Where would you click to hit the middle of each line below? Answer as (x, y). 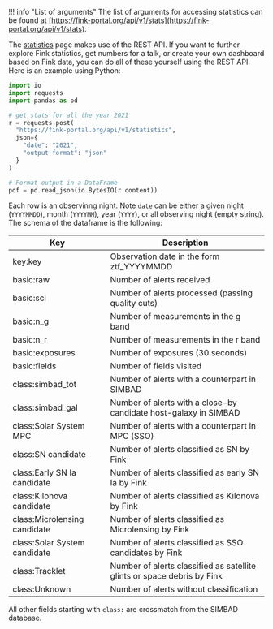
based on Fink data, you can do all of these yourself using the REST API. (129, 62)
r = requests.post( (41, 123)
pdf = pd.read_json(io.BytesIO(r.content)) (83, 190)
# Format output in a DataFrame (63, 183)
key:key (27, 261)
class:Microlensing (48, 519)
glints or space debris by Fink (167, 576)
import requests (36, 93)
